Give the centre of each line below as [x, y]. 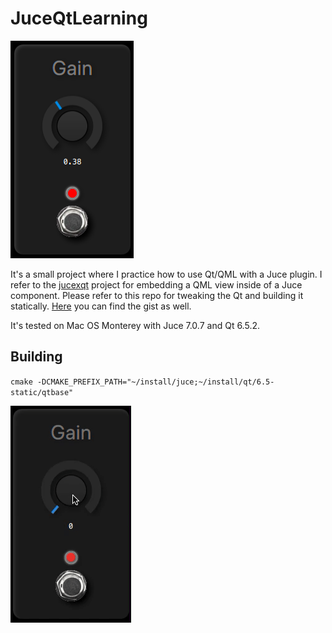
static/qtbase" [42, 392]
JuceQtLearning [79, 18]
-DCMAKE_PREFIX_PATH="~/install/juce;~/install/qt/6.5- [155, 382]
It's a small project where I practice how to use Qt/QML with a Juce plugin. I [166, 274]
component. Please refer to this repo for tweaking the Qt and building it [157, 295]
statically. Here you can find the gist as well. [101, 306]
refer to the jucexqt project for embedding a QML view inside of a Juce [156, 284]
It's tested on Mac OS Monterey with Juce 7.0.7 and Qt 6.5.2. [135, 325]
